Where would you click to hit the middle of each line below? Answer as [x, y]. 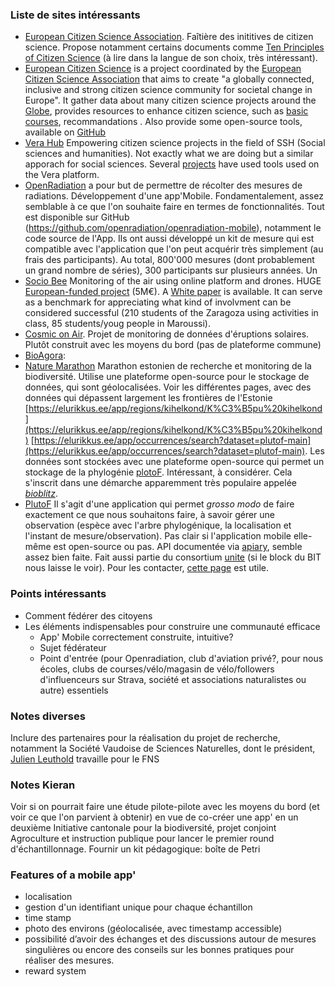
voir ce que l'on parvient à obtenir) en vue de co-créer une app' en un [154, 817]
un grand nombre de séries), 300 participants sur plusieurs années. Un [171, 270]
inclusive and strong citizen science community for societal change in [168, 90]
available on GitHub [65, 132]
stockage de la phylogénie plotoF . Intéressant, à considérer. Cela [158, 472]
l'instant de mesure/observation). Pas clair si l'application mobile [158, 536]
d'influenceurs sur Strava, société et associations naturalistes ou [173, 679]
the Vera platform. [62, 175]
